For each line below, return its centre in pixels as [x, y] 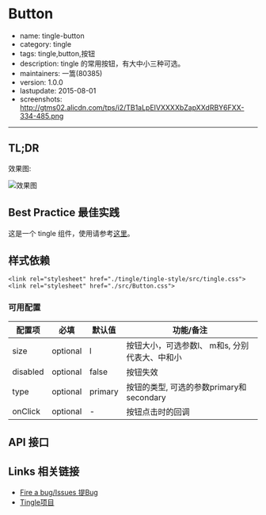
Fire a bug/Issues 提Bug [59, 492]
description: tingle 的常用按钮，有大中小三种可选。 [102, 63]
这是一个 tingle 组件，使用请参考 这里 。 [71, 233]
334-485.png [42, 116]
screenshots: [41, 99]
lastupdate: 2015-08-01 [58, 90]
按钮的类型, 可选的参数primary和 [186, 387]
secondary [146, 397]
